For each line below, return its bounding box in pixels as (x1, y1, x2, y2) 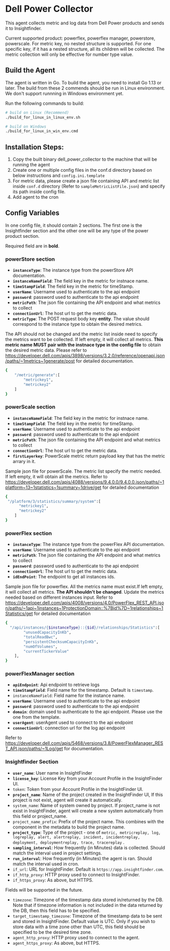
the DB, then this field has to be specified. (12, 907, 100, 913)
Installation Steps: (5, 143, 64, 151)
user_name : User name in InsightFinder (12, 770, 92, 776)
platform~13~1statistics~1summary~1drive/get (5, 484, 101, 490)
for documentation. (64, 746, 105, 752)
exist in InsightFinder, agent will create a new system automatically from (12, 808, 163, 814)
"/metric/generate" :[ (14, 373, 60, 378)
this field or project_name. (12, 813, 67, 819)
